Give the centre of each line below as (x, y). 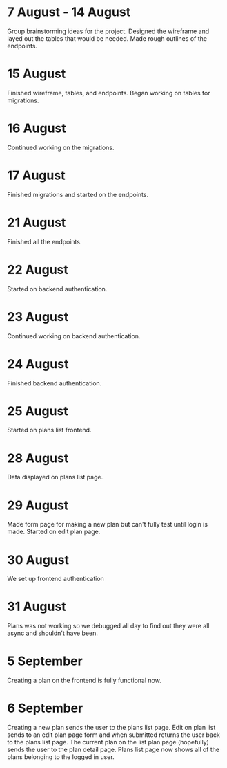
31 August (37, 607)
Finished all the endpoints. (45, 241)
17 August (36, 175)
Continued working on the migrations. (61, 147)
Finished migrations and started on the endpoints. (78, 194)
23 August (38, 317)
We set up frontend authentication (56, 579)
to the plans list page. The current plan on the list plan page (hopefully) (108, 742)
